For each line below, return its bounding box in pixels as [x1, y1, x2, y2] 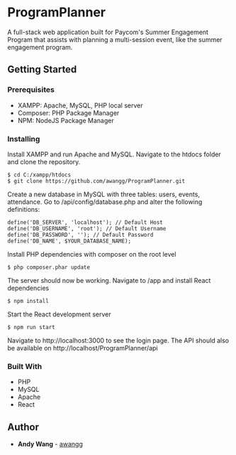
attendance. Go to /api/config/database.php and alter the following [7, 197, 203, 206]
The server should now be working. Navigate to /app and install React [7, 276, 211, 284]
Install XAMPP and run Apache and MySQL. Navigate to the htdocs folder [7, 150, 221, 159]
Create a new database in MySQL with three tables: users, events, [7, 190, 201, 198]
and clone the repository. [7, 157, 81, 166]
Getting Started [7, 63, 77, 75]
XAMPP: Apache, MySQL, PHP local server [17, 101, 143, 109]
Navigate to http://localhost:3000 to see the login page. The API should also [7, 336, 229, 345]
